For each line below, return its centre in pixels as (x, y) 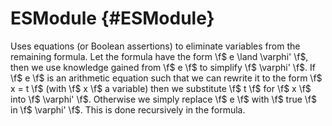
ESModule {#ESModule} (112, 18)
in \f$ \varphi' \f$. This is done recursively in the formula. (128, 109)
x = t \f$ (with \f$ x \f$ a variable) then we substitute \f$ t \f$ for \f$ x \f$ (161, 88)
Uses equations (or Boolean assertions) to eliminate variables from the (155, 46)
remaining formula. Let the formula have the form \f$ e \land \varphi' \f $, (159, 56)
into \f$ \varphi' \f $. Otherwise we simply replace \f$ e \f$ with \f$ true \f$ (164, 99)
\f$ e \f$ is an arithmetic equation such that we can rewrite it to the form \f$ (166, 78)
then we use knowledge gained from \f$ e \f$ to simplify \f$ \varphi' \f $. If (163, 67)
